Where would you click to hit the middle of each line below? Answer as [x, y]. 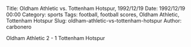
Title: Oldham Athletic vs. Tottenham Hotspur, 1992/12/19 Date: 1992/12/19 [96, 8]
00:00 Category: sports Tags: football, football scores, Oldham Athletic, [93, 15]
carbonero [19, 27]
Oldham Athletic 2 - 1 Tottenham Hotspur [56, 38]
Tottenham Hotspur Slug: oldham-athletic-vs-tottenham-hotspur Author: [94, 21]
